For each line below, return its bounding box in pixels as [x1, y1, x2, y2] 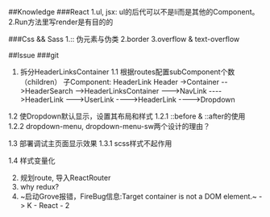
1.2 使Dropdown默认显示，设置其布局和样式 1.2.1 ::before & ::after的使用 [8, 111, 246, 121]
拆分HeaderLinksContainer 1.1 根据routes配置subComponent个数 [19, 67, 235, 77]
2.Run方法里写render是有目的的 [8, 17, 114, 27]
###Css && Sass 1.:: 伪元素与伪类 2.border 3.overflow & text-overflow [8, 35, 240, 44]
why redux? [19, 182, 59, 191]
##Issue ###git [8, 51, 59, 60]
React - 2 [39, 201, 70, 210]
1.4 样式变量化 [8, 156, 56, 165]
